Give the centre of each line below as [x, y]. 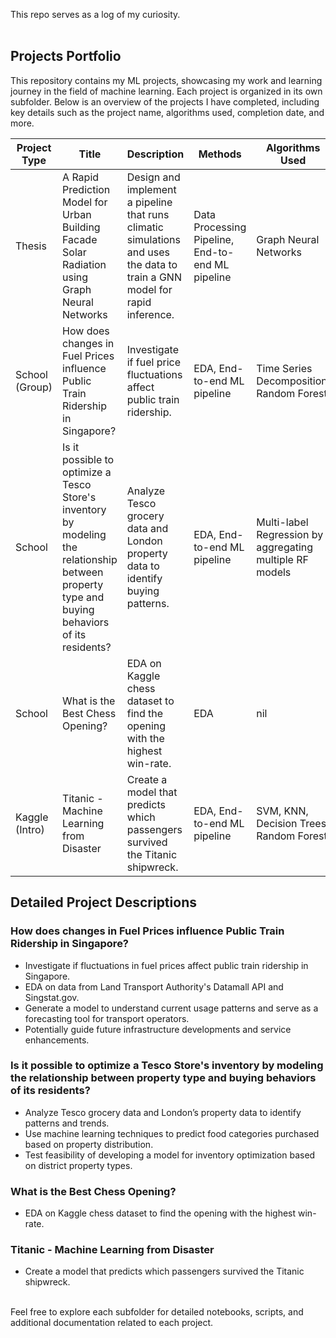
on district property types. [78, 1165]
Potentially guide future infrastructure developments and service [158, 1029]
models [274, 572]
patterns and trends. [67, 1123]
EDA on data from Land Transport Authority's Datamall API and [154, 986]
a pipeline [149, 202]
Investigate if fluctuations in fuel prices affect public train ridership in [166, 965]
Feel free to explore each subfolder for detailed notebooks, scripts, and [157, 1312]
